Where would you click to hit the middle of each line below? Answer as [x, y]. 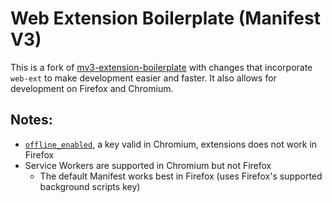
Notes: [31, 120]
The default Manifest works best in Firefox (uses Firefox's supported [181, 176]
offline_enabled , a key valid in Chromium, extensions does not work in [171, 144]
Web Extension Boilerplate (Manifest [165, 18]
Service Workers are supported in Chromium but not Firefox [148, 165]
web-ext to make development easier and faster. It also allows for [143, 78]
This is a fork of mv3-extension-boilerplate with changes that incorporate [161, 67]
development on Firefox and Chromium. [92, 88]
